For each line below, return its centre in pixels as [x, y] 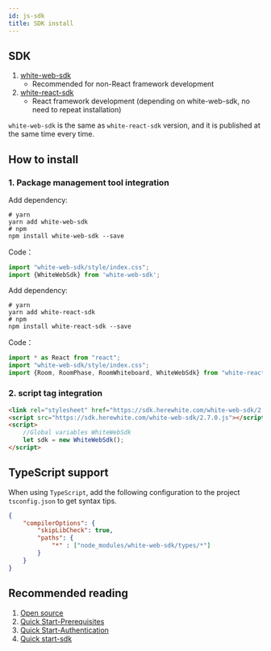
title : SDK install [41, 23]
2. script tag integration [56, 393]
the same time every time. [52, 134]
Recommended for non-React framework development [123, 84]
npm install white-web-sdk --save [67, 236]
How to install [44, 160]
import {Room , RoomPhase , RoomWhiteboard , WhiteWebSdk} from [113, 372]
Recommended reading [69, 593]
